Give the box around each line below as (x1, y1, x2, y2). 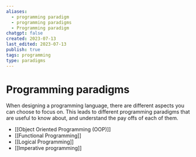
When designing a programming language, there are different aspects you (6, 102, 184, 109)
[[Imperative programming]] (14, 145, 82, 152)
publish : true (6, 47, 41, 53)
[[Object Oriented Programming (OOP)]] (14, 126, 111, 133)
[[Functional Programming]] (14, 132, 82, 139)
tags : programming (6, 52, 51, 58)
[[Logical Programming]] (14, 138, 74, 145)
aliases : (6, 8, 27, 15)
